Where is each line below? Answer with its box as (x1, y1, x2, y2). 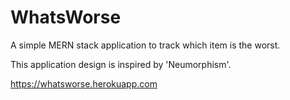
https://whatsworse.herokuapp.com (10, 77, 158, 90)
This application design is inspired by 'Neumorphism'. (10, 58, 232, 70)
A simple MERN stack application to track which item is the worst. (10, 39, 281, 51)
